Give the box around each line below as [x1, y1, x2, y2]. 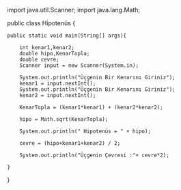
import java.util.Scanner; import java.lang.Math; [7, 6, 141, 14]
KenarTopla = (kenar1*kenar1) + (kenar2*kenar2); [19, 104, 164, 111]
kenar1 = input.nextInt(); [19, 80, 96, 87]
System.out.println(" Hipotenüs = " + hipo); [19, 128, 152, 135]
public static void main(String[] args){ [7, 32, 127, 39]
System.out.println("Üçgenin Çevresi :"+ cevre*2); [19, 152, 169, 159]
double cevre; [19, 56, 59, 63]
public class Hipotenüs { [7, 19, 76, 27]
